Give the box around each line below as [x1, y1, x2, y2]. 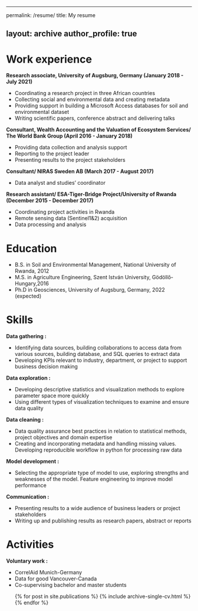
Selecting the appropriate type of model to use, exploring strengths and [14, 469, 189, 476]
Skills [6, 313, 34, 326]
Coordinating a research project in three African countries [14, 90, 156, 97]
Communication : [6, 494, 49, 501]
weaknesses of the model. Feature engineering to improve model [14, 476, 173, 483]
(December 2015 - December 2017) [6, 197, 94, 204]
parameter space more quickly [14, 392, 90, 399]
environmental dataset [14, 109, 70, 116]
